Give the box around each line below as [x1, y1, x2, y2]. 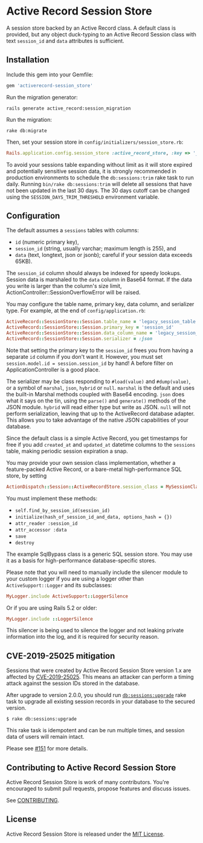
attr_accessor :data [14, 527, 67, 533]
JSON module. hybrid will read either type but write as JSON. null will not [6, 403, 191, 410]
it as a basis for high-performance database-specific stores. [6, 556, 156, 564]
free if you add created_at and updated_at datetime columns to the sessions [6, 441, 196, 448]
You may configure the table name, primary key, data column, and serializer [6, 301, 195, 308]
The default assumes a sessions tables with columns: [6, 227, 139, 234]
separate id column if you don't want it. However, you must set [6, 353, 163, 360]
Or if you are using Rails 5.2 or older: [6, 604, 98, 611]
